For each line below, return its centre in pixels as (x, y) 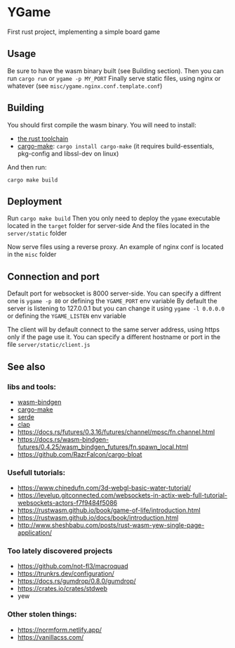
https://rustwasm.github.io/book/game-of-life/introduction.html (109, 510)
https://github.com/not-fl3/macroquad (73, 566)
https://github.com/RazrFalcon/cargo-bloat (80, 454)
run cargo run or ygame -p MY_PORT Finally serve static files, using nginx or (114, 78)
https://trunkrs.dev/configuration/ (66, 573)
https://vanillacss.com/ (51, 637)
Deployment (35, 201)
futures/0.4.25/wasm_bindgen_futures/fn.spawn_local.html (103, 447)
